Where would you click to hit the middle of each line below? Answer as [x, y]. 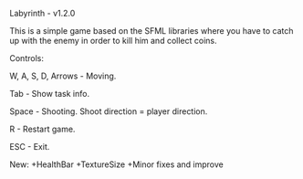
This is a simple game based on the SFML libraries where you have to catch [151, 31]
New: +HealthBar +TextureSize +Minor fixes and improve [116, 164]
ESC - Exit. [30, 147]
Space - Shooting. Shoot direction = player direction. [109, 111]
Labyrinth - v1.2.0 [42, 13]
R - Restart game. [42, 129]
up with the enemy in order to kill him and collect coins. [113, 41]
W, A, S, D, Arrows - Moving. [63, 76]
